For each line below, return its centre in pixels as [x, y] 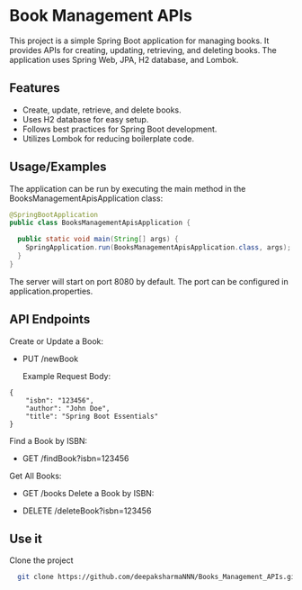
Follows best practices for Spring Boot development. [120, 129]
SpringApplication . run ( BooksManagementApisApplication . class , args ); [159, 248]
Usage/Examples [58, 167]
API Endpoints [50, 319]
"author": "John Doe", [68, 408]
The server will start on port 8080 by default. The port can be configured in [149, 281]
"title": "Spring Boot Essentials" [92, 416]
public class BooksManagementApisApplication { [100, 223]
